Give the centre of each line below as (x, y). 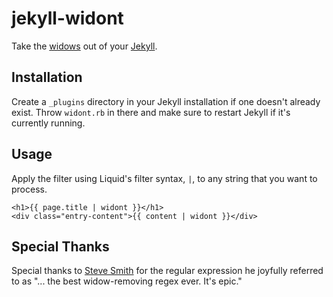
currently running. (48, 123)
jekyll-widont (67, 18)
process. (29, 189)
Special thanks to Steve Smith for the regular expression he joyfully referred (167, 271)
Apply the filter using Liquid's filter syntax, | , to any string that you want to (164, 178)
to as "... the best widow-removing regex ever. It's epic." (127, 281)
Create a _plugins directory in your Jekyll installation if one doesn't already (166, 101)
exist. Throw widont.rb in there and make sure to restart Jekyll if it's (151, 112)
